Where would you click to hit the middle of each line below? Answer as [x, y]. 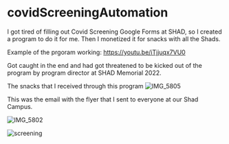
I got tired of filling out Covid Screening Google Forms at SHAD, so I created [115, 32]
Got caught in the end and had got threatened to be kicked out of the [105, 65]
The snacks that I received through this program [75, 86]
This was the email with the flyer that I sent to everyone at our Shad [103, 99]
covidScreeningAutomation [88, 13]
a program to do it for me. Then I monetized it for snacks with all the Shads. [114, 38]
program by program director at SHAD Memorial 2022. [84, 73]
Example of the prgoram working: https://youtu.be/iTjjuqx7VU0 [96, 52]
